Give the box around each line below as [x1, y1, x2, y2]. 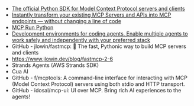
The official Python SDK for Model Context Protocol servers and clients [11, 5, 185, 12]
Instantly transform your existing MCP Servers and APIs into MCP [11, 11, 172, 18]
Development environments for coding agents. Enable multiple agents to [11, 30, 188, 37]
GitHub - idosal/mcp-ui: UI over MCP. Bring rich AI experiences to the [11, 87, 182, 94]
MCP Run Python [11, 24, 54, 31]
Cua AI [11, 68, 28, 75]
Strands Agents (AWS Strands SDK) [11, 62, 99, 69]
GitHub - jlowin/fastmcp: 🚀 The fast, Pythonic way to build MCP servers [11, 43, 186, 50]
